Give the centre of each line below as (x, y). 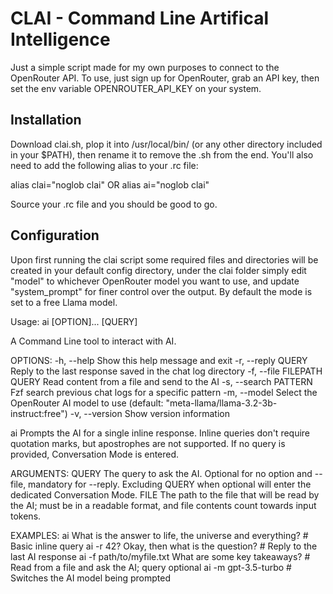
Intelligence (60, 39)
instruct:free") (39, 413)
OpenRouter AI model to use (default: (87, 403)
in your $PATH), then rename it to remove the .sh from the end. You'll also (162, 154)
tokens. (26, 516)
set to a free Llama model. (64, 302)
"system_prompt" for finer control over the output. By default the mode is (161, 291)
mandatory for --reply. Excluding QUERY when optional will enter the (170, 484)
